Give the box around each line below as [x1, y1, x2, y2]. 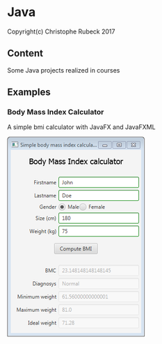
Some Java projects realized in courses [7, 66, 120, 74]
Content [7, 47, 44, 59]
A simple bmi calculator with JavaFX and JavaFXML [7, 123, 156, 131]
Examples [7, 87, 51, 98]
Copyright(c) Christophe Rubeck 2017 [7, 27, 115, 36]
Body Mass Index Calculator [7, 107, 104, 117]
